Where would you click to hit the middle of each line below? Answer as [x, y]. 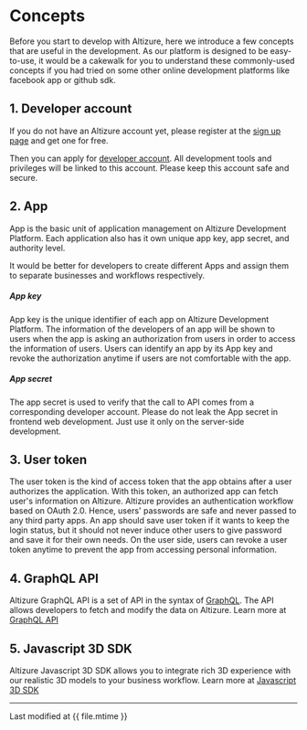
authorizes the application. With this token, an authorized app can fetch [144, 492]
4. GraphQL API [54, 578]
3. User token [48, 459]
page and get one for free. [59, 140]
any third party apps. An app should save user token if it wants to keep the [149, 521]
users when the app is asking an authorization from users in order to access [153, 338]
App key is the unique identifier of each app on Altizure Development [139, 319]
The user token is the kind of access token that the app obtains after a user [151, 481]
